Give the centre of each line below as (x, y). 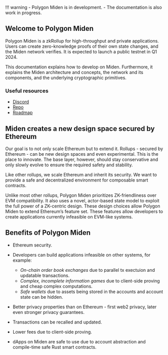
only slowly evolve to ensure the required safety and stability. (69, 165)
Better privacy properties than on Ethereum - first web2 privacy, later (85, 307)
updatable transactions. (45, 275)
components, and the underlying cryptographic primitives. (66, 78)
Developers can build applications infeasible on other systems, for (81, 255)
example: (22, 260)
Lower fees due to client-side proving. (52, 332)
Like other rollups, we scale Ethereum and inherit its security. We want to (81, 174)
